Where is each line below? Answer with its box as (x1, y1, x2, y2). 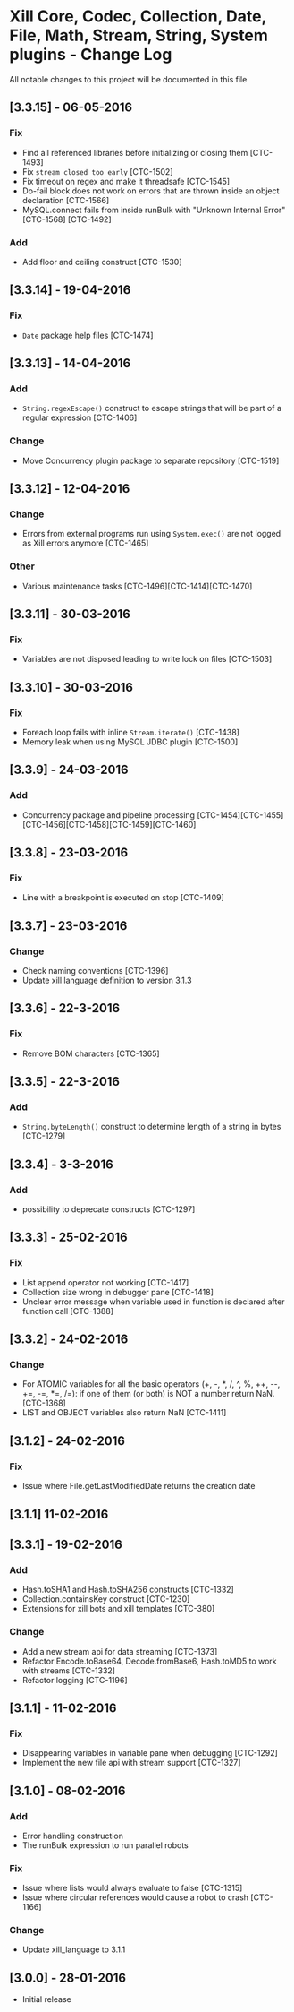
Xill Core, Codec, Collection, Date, (9, 6, 266, 27)
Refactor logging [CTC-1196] (21, 1674, 128, 1685)
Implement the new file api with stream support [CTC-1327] (21, 1758, 241, 1768)
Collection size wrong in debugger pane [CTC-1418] (21, 1286, 214, 1297)
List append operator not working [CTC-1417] (21, 1277, 189, 1287)
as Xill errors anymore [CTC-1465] (21, 537, 149, 548)
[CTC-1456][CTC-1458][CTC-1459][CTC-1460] (21, 819, 197, 830)
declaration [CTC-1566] (21, 194, 110, 205)
